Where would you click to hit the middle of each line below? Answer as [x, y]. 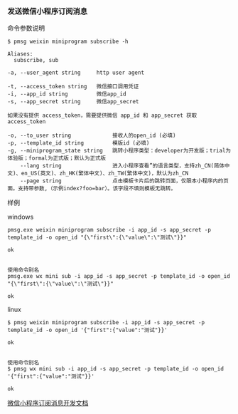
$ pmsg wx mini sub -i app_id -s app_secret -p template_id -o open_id [115, 369]
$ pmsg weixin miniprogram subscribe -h [68, 42]
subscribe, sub [36, 61]
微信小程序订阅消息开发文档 [48, 403]
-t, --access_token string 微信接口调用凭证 [73, 87]
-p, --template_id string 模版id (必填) [79, 143]
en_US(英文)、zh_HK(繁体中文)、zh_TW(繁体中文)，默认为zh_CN [105, 174]
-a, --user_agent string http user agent [76, 73]
